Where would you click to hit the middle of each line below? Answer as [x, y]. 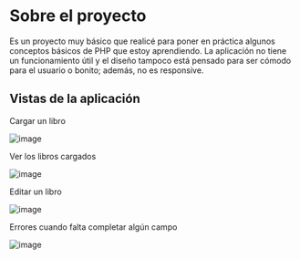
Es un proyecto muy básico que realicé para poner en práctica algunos [142, 41]
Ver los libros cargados [53, 156]
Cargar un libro [38, 120]
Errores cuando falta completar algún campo [93, 227]
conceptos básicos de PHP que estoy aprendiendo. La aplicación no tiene [148, 50]
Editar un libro [36, 192]
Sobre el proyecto [78, 16]
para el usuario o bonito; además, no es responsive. [107, 70]
